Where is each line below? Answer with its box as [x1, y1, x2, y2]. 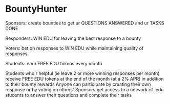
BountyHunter [5, 3, 68, 15]
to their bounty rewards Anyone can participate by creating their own [5, 81, 151, 87]
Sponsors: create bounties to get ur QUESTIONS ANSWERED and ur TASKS [5, 20, 165, 26]
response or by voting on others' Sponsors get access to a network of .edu [5, 86, 164, 92]
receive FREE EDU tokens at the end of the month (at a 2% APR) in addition [5, 75, 164, 82]
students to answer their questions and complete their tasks [5, 92, 132, 98]
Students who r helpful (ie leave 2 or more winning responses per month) [5, 70, 160, 76]
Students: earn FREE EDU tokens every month [5, 60, 102, 66]
